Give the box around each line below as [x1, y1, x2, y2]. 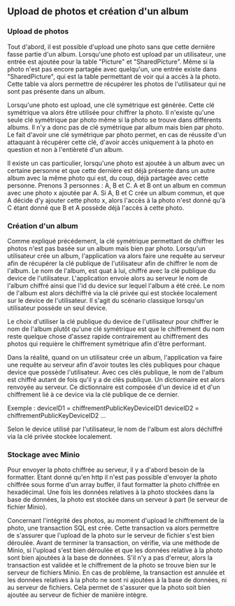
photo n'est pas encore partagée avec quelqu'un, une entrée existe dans [7, 64, 217, 73]
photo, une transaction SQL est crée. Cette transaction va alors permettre [7, 524, 219, 533]
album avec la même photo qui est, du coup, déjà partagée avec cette [7, 174, 208, 182]
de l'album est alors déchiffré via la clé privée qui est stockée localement [7, 288, 218, 297]
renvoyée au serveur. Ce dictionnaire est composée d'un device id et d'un [7, 383, 220, 391]
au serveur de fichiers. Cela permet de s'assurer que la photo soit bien [7, 584, 211, 592]
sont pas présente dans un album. [7, 87, 106, 95]
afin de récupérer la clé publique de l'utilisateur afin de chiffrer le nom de [7, 259, 218, 267]
